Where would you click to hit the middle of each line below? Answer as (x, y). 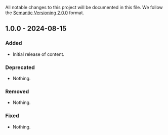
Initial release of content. (38, 54)
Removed (17, 91)
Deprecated (20, 67)
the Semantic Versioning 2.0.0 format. (45, 13)
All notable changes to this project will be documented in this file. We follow (84, 7)
